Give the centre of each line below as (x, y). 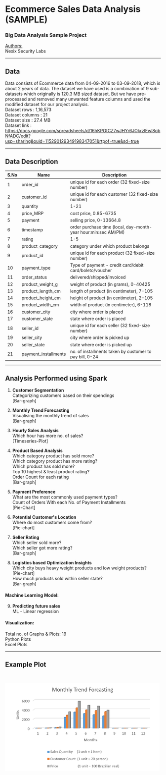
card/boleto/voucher (91, 271)
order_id (30, 185)
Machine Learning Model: (32, 595)
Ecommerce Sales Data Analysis (73, 9)
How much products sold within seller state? (57, 579)
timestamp (32, 229)
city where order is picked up (100, 337)
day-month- (139, 227)
